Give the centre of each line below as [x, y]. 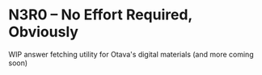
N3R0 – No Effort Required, [100, 15]
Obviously [44, 32]
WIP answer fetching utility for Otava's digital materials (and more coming [131, 54]
